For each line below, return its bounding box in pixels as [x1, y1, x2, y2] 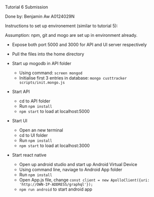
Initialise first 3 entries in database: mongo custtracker [19, 75, 127, 81]
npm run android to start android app [19, 186, 93, 192]
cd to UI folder [19, 132, 48, 138]
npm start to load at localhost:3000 [19, 143, 90, 148]
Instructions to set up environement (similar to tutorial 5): [5, 23, 118, 29]
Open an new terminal [19, 127, 64, 133]
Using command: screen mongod [19, 70, 83, 76]
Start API [12, 89, 30, 94]
